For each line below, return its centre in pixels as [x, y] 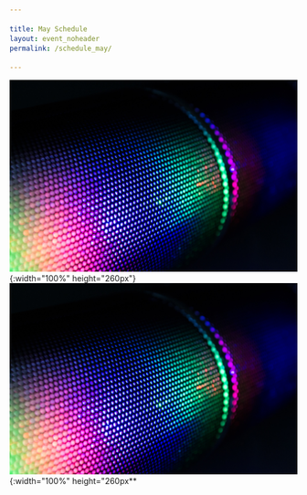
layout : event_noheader [55, 38]
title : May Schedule [49, 29]
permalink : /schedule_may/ [61, 48]
